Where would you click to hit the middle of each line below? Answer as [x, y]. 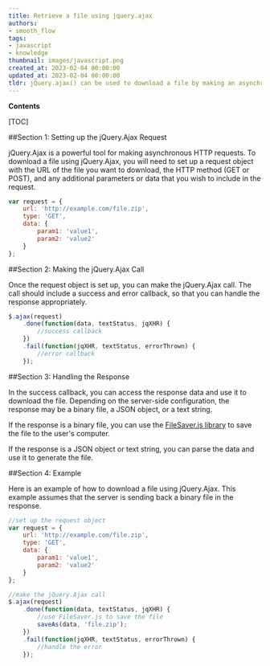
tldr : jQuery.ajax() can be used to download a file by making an [122, 83]
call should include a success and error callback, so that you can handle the [134, 293]
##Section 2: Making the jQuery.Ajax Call [76, 269]
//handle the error [70, 647]
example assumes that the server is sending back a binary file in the [121, 497]
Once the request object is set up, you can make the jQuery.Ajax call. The [130, 284]
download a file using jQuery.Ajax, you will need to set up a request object [131, 161]
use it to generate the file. [51, 457]
